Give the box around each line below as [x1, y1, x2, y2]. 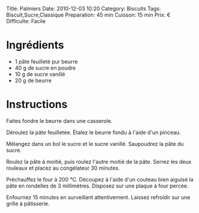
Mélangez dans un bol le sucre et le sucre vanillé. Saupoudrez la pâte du [6, 140, 184, 147]
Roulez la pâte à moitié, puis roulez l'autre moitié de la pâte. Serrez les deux [6, 158, 192, 165]
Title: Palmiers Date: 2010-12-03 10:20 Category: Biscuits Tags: [6, 5, 162, 12]
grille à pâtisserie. [6, 200, 50, 207]
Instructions [6, 98, 68, 112]
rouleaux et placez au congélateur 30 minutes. [6, 164, 120, 171]
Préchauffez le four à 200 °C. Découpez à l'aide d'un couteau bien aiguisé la [6, 176, 194, 183]
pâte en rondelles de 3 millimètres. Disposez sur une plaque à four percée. [6, 182, 189, 189]
